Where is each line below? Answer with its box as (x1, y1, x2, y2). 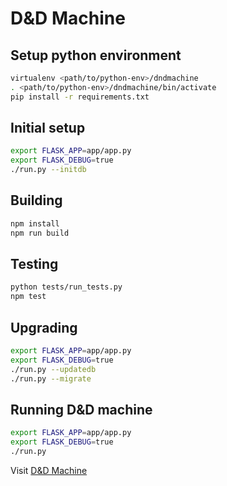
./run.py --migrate (10, 373, 92, 384)
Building (10, 192, 63, 209)
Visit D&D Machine (10, 464, 88, 476)
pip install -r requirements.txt (10, 92, 150, 102)
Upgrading (10, 319, 78, 336)
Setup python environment (10, 47, 182, 64)
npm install (10, 218, 60, 229)
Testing (10, 256, 59, 273)
